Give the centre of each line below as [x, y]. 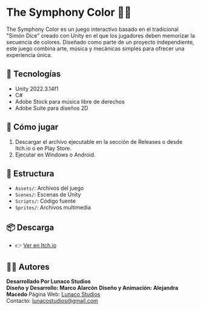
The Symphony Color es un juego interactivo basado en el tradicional [92, 29]
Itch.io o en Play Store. [43, 148]
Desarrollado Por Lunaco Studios [48, 281]
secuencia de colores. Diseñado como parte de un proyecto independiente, [100, 42]
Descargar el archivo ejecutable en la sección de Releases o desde [99, 141]
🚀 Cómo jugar [32, 127]
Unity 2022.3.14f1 [37, 89]
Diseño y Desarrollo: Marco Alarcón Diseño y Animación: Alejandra [92, 288]
